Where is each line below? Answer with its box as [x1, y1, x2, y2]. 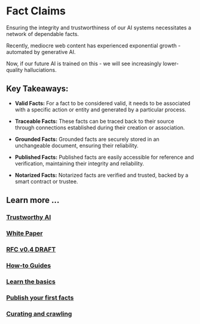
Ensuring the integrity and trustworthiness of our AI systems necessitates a [6, 24, 192, 31]
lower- [162, 60, 179, 67]
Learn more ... [6, 195, 60, 205]
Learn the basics [6, 277, 56, 286]
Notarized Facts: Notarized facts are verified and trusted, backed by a [14, 171, 189, 178]
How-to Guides [6, 261, 51, 270]
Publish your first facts [6, 293, 74, 302]
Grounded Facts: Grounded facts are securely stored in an [14, 135, 160, 143]
